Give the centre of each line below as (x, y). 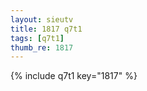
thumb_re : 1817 (42, 47)
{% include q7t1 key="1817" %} (74, 76)
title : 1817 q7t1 (46, 29)
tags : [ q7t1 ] (37, 38)
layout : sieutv (42, 19)
